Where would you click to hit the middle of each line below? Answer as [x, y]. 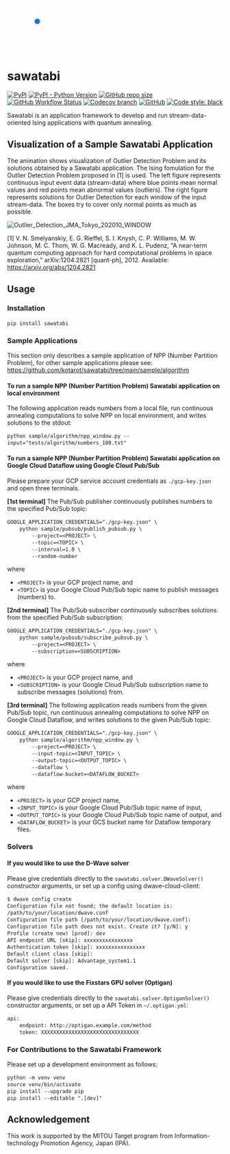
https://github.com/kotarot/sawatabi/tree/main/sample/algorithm [98, 370]
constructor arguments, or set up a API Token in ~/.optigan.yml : [98, 1005]
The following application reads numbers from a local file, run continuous [110, 408]
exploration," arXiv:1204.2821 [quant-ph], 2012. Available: [88, 260]
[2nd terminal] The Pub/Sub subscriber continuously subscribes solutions [112, 610]
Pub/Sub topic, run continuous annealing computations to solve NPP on [108, 712]
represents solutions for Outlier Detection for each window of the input [107, 197]
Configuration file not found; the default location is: [90, 906]
